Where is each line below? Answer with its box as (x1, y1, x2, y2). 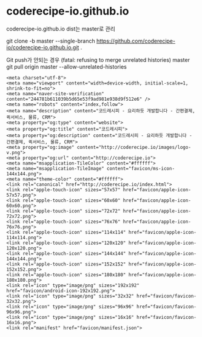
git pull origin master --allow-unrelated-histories (6, 63, 127, 70)
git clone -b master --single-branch (6, 37, 95, 44)
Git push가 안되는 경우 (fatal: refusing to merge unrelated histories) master (6, 56, 190, 63)
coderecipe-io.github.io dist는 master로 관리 (6, 25, 115, 32)
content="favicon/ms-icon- (106, 165, 175, 171)
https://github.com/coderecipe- (96, 37, 176, 44)
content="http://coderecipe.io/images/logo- (76, 144, 191, 150)
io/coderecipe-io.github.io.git (6, 44, 79, 51)
